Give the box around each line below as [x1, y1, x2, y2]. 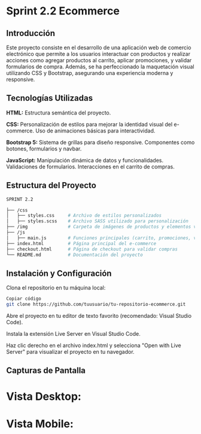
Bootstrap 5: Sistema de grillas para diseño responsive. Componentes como [6, 138, 195, 146]
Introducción [6, 28, 56, 38]
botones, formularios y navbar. [6, 145, 82, 152]
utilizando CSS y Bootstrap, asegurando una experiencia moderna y [6, 70, 173, 76]
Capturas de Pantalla [6, 366, 86, 376]
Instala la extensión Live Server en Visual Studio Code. [6, 330, 141, 337]
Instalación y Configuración [6, 268, 112, 278]
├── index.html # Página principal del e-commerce [6, 240, 157, 246]
